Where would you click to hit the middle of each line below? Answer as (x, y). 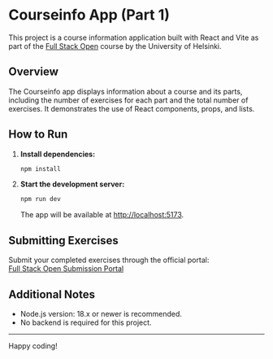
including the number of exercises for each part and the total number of (128, 100)
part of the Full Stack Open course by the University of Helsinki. (115, 46)
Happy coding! (33, 346)
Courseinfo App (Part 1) (89, 15)
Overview (34, 72)
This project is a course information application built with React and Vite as (134, 37)
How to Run (38, 135)
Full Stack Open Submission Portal (66, 269)
